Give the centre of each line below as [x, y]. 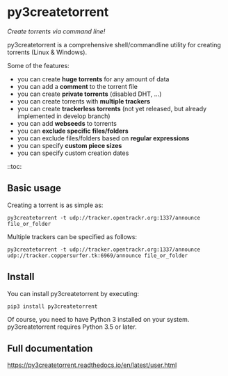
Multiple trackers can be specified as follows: [72, 236]
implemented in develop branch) [64, 116]
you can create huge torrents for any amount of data [93, 79]
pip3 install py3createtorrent [52, 306]
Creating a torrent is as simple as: [55, 205]
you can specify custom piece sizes [70, 145]
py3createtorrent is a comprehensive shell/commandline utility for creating [114, 44]
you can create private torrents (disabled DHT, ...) [89, 94]
